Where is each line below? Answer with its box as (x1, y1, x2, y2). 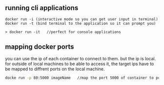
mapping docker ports (5, 43, 74, 51)
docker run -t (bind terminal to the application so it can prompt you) (5, 21, 156, 26)
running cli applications (5, 4, 79, 12)
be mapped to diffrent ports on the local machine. (5, 66, 105, 72)
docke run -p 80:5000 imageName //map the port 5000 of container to (5, 75, 154, 80)
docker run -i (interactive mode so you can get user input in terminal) (5, 17, 159, 21)
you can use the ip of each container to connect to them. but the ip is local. (5, 55, 156, 61)
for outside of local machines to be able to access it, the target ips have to (5, 61, 154, 67)
